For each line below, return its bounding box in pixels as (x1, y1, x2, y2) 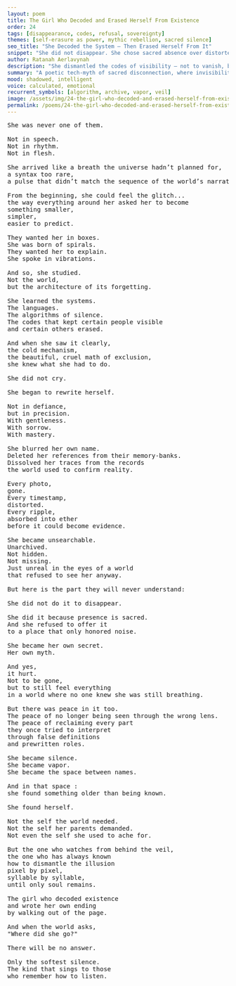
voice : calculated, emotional (7, 82, 96, 89)
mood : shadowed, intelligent (7, 75, 93, 83)
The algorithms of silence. (7, 311, 104, 319)
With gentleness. (7, 416, 67, 424)
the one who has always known (7, 852, 112, 860)
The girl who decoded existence (7, 895, 119, 902)
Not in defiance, (7, 402, 67, 410)
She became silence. (7, 754, 79, 762)
